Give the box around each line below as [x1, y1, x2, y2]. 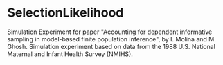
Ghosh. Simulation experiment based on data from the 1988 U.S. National [7, 42, 216, 50]
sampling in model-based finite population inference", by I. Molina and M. [7, 35, 216, 43]
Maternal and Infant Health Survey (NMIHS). [7, 50, 133, 58]
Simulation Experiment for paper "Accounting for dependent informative [7, 28, 213, 36]
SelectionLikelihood [7, 5, 124, 21]
